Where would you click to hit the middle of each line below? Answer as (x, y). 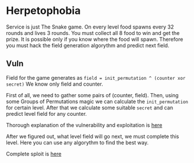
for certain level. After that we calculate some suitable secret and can (90, 107)
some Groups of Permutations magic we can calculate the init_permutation (97, 101)
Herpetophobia (43, 11)
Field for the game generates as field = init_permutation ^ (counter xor (96, 77)
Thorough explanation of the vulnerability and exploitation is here (84, 125)
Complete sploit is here (34, 154)
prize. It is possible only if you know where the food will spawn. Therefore (95, 39)
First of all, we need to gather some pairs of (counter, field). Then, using (92, 95)
